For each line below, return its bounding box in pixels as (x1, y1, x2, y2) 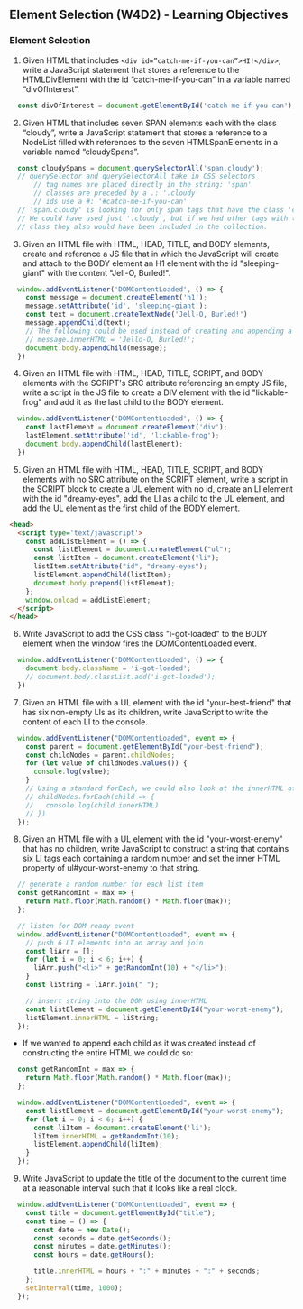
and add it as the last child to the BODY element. (43, 397, 224, 408)
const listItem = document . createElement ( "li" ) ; (32, 554, 220, 563)
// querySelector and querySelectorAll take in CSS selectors (17, 171, 256, 181)
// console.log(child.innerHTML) (25, 800, 160, 810)
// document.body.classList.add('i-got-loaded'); (25, 672, 216, 682)
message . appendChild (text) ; (25, 318, 131, 327)
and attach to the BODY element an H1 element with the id (22, 257, 238, 269)
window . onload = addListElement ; (25, 595, 151, 604)
